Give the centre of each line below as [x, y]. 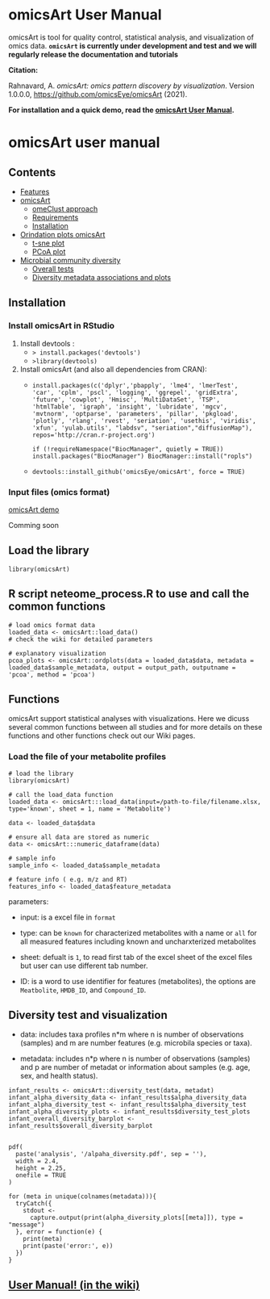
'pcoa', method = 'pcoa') [52, 675]
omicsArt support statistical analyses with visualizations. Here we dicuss [129, 719]
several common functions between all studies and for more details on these [135, 727]
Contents [32, 172]
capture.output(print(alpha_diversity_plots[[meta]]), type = [136, 1218]
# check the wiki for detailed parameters [81, 639]
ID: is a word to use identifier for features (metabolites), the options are [138, 981]
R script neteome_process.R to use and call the [129, 594]
